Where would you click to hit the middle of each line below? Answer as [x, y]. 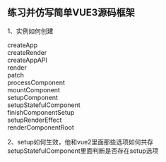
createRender [27, 52]
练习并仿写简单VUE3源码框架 [71, 13]
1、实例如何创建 [30, 31]
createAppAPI [28, 60]
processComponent [36, 82]
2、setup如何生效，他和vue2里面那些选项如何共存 [81, 142]
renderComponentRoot [41, 127]
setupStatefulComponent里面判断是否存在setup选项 [83, 151]
